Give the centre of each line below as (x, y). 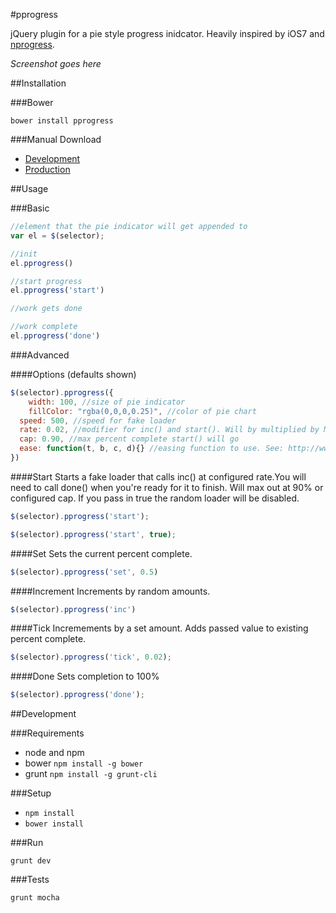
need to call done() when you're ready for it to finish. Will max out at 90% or (167, 487)
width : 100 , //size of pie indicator (107, 402)
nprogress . (32, 44)
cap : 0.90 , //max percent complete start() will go (129, 439)
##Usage (29, 188)
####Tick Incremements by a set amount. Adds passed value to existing (159, 628)
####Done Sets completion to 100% (85, 676)
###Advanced (40, 355)
